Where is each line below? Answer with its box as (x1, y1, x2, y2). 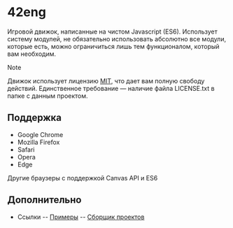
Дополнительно (7, 194, 82, 206)
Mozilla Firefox (17, 138, 60, 146)
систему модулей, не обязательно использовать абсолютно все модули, (7, 34, 226, 43)
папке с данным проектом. (7, 92, 89, 100)
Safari (17, 145, 35, 154)
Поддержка (7, 112, 62, 124)
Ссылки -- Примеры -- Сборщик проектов (17, 213, 145, 221)
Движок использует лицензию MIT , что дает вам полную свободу (7, 76, 205, 85)
